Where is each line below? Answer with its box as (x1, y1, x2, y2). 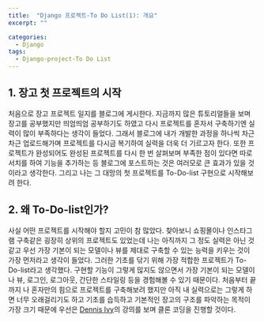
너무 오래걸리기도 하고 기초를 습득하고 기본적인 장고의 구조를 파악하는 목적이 (16, 294, 251, 304)
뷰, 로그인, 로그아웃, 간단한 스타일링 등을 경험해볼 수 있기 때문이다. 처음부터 (16, 275, 248, 284)
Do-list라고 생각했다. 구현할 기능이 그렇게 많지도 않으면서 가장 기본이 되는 (8, 265, 235, 275)
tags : (8, 48, 26, 56)
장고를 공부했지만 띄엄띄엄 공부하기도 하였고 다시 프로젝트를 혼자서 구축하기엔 (8, 118, 247, 128)
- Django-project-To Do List (15, 55, 111, 63)
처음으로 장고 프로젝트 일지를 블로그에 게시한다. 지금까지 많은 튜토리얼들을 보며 (8, 108, 251, 118)
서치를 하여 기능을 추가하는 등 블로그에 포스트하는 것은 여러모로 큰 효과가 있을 (8, 158, 247, 167)
